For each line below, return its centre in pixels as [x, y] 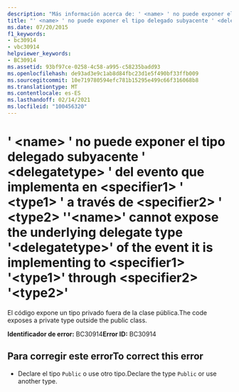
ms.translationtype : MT [43, 87]
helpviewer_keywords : [39, 54]
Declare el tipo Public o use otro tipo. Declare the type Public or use [117, 374]
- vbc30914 [23, 47]
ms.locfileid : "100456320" [47, 107]
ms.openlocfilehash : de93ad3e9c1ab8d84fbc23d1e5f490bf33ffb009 [103, 73]
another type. [38, 381]
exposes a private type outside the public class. [77, 320]
